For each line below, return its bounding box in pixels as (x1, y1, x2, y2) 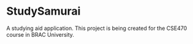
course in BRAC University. (6, 31, 75, 38)
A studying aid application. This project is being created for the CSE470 (6, 24, 187, 32)
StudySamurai (6, 4, 81, 18)
